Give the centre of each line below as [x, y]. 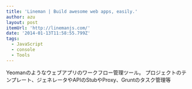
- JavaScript [27, 44]
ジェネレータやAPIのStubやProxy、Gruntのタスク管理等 [104, 80]
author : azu [21, 17]
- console [23, 50]
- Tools [21, 55]
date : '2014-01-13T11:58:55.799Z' [48, 33]
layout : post [22, 22]
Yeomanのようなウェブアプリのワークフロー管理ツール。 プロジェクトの [94, 72]
